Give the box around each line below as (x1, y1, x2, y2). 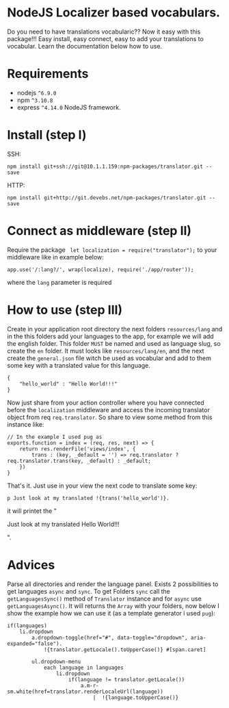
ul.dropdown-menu (31, 658, 81, 665)
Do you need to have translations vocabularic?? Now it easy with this (7, 27, 201, 36)
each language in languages (43, 664, 124, 671)
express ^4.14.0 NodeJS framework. (16, 103, 121, 111)
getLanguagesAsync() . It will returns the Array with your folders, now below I (7, 601, 220, 610)
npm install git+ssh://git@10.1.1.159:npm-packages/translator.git (7, 163, 204, 170)
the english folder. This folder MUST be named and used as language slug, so (7, 339, 221, 347)
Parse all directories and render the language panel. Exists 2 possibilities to (7, 580, 219, 588)
